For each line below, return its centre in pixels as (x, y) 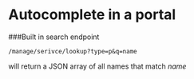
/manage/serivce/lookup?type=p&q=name (73, 51)
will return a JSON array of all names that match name (97, 66)
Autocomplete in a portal (92, 15)
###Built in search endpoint (54, 37)
